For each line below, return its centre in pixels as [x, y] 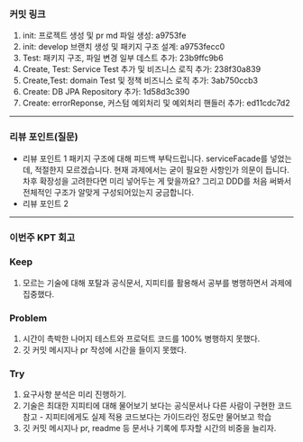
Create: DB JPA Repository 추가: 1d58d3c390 [106, 92]
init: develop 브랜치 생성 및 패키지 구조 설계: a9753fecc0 [124, 47]
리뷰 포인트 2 [46, 203]
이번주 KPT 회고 [42, 238]
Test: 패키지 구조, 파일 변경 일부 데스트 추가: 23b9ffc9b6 [123, 58]
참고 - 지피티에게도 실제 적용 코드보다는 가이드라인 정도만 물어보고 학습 [147, 417]
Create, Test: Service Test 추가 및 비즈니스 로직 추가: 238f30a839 [142, 69]
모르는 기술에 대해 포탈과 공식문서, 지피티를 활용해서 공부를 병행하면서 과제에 [157, 283]
